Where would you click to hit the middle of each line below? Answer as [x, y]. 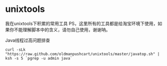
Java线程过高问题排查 [28, 40]
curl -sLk [15, 50]
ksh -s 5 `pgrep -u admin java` [39, 58]
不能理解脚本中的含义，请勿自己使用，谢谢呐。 [62, 30]
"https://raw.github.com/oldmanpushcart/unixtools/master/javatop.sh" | [82, 54]
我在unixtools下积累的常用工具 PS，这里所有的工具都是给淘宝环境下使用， [81, 23]
